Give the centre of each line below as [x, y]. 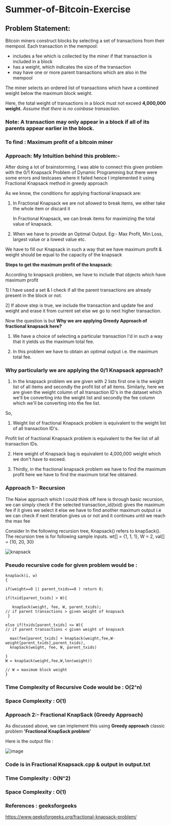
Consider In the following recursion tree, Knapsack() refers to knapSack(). [83, 531]
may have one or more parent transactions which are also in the [80, 72]
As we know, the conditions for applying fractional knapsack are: [73, 193]
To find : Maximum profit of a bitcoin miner [59, 142]
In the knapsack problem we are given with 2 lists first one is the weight [88, 381]
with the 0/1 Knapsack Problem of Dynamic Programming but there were [81, 172]
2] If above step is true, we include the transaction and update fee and [79, 306]
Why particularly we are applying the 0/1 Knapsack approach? [84, 370]
